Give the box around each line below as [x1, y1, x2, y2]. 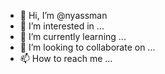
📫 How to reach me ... [19, 53, 113, 64]
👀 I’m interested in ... [19, 20, 105, 32]
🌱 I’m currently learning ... [19, 31, 127, 42]
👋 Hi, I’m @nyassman [19, 10, 108, 21]
